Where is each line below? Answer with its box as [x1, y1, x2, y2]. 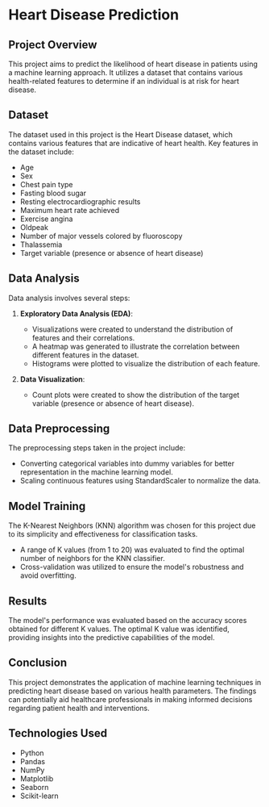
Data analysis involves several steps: [8, 293, 130, 303]
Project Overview [8, 38, 97, 52]
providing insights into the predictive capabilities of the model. [8, 633, 215, 642]
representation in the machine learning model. [19, 467, 173, 477]
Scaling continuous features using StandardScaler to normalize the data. [19, 476, 261, 486]
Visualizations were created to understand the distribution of [31, 324, 234, 334]
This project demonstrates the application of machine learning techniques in [8, 677, 262, 687]
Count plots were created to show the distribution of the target [31, 390, 240, 399]
